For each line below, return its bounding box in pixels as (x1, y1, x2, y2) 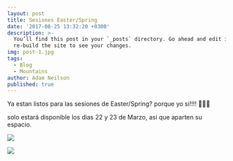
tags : (7, 55, 23, 62)
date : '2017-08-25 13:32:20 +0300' (7, 23, 110, 30)
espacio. (7, 120, 32, 129)
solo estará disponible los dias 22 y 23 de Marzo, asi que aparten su (7, 113, 202, 122)
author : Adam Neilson (7, 74, 70, 82)
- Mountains (13, 68, 49, 75)
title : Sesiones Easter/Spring (7, 17, 98, 23)
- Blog (13, 61, 33, 68)
